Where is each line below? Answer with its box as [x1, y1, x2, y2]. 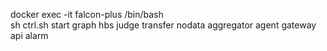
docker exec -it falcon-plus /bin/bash [10, 9, 164, 20]
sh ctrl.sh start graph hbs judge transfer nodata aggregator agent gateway [10, 19, 317, 31]
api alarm [10, 30, 49, 41]
